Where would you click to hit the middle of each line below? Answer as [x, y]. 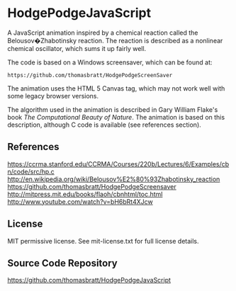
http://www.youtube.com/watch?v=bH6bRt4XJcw [80, 201]
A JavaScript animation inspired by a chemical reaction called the [103, 33]
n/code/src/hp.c [31, 171]
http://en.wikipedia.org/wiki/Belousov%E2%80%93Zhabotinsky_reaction [114, 179]
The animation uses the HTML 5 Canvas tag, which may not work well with [116, 88]
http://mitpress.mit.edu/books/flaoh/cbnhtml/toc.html [85, 194]
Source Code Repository [63, 263]
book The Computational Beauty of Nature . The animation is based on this [116, 117]
